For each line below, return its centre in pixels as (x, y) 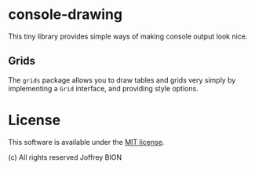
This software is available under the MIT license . (86, 142)
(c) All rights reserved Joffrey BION (65, 157)
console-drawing (66, 15)
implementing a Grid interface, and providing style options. (103, 88)
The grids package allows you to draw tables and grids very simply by (122, 79)
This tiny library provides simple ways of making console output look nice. (128, 36)
